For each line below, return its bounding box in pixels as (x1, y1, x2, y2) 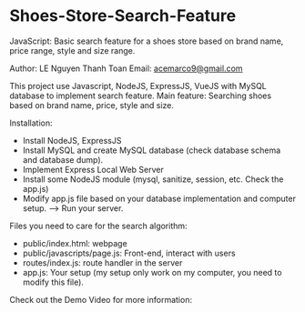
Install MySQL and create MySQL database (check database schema (22, 145, 281, 156)
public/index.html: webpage (22, 237, 127, 248)
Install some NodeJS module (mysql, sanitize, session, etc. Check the (22, 174, 284, 185)
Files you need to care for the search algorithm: (9, 220, 188, 231)
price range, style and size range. (9, 45, 136, 55)
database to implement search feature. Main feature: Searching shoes (9, 90, 271, 101)
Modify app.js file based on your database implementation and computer (22, 193, 296, 204)
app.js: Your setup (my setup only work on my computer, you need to (22, 267, 282, 277)
